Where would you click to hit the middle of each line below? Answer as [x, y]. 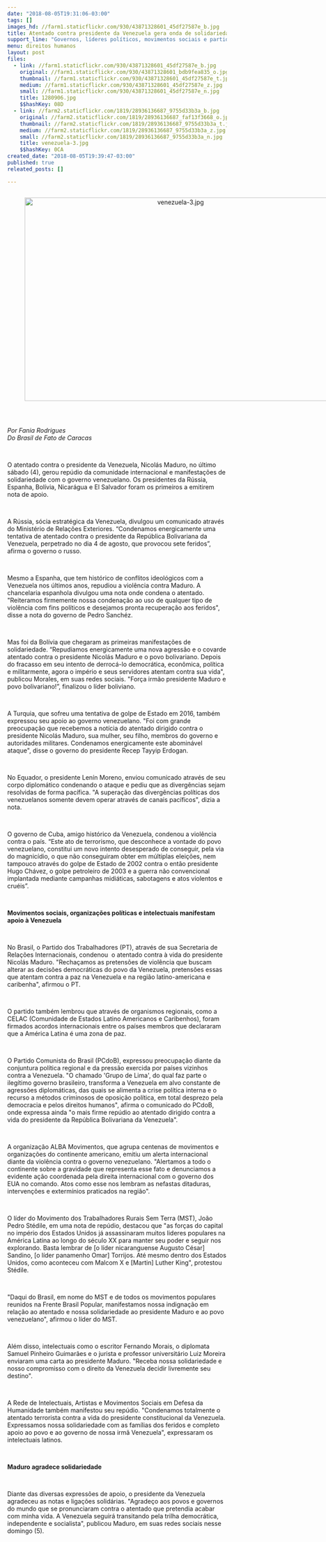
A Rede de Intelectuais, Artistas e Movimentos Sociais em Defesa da [105, 1403]
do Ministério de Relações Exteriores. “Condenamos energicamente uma [111, 529]
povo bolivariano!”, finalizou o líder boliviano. [71, 686]
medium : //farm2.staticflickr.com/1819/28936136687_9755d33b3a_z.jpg [123, 130]
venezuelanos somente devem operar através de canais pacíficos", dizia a [114, 799]
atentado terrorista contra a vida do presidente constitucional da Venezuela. [116, 1417]
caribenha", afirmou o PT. [44, 984]
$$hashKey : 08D [42, 105]
